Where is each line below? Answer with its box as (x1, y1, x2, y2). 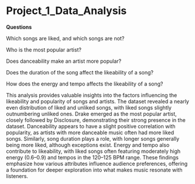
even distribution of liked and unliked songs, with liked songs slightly (6, 104, 172, 111)
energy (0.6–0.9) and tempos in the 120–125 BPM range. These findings (6, 154, 179, 161)
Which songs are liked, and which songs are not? (6, 35, 125, 42)
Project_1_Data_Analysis (6, 4, 127, 18)
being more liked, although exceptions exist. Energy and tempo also (6, 141, 170, 148)
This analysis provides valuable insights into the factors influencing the (6, 91, 177, 98)
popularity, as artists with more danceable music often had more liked (6, 129, 175, 136)
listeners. (6, 172, 28, 179)
